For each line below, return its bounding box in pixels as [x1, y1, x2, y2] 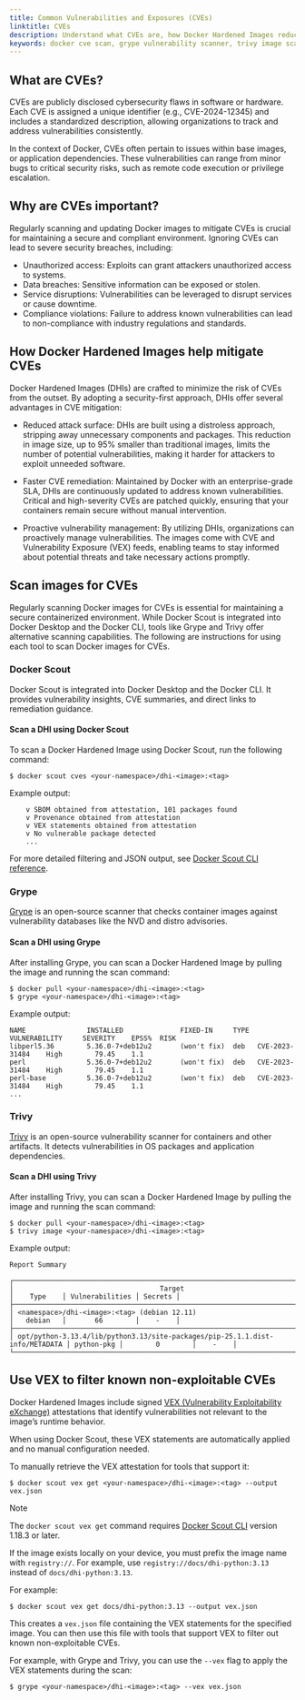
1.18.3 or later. [9, 1530, 61, 1541]
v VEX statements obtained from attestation [25, 821, 197, 830]
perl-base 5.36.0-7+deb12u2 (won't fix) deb [9, 1073, 246, 1083]
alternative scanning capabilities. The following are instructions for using [9, 631, 281, 642]
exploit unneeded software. [22, 458, 125, 469]
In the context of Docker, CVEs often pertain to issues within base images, [9, 143, 287, 155]
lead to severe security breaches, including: [9, 242, 174, 253]
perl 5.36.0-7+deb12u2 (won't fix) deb [9, 1057, 246, 1067]
